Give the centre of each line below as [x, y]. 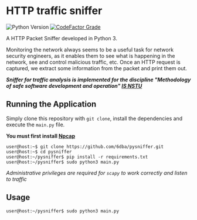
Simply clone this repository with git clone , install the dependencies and [94, 118]
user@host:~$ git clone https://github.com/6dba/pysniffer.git [85, 147]
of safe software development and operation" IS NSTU [74, 85]
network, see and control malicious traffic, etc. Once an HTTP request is [93, 62]
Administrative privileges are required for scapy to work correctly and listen [97, 173]
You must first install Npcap [40, 136]
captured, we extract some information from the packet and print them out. [97, 68]
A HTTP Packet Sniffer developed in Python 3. [62, 38]
